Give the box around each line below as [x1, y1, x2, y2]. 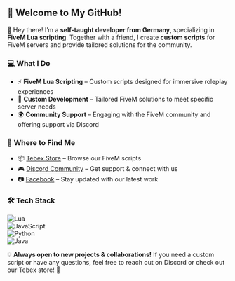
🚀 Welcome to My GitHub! [7, 7, 122, 19]
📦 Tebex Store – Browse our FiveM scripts [17, 154, 142, 163]
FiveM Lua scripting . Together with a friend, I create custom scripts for [7, 33, 215, 41]
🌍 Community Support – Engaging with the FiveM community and [17, 110, 211, 119]
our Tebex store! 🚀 [7, 266, 61, 274]
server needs [17, 102, 56, 111]
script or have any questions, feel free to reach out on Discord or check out [7, 258, 225, 266]
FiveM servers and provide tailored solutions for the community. [7, 40, 192, 49]
